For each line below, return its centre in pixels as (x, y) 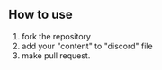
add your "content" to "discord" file (87, 46)
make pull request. (56, 55)
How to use (40, 15)
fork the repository (56, 36)
